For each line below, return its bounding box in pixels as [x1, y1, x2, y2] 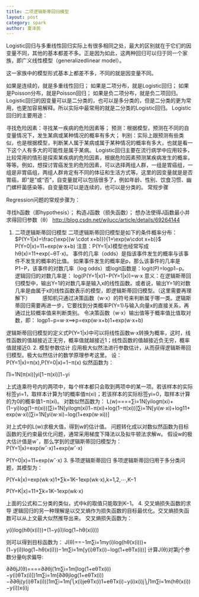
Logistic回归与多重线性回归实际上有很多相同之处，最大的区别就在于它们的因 [6, 42, 191, 49]
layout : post [6, 14, 38, 20]
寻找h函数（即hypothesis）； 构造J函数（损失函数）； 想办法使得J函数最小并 [6, 209, 191, 216]
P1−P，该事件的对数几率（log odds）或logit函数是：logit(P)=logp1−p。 [14, 265, 188, 272]
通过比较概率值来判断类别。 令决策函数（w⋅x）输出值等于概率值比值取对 [14, 309, 191, 317]
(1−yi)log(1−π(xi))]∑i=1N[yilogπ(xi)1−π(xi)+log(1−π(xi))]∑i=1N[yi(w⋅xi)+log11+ [6, 404, 191, 412]
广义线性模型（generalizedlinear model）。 [21, 57, 125, 64]
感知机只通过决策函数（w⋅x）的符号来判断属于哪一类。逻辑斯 [42, 295, 191, 302]
